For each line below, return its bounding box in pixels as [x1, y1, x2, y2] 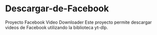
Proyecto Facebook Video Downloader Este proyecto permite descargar [5, 19, 152, 25]
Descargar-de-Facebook [5, 3, 109, 14]
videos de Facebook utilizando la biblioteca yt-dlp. [5, 24, 108, 30]
